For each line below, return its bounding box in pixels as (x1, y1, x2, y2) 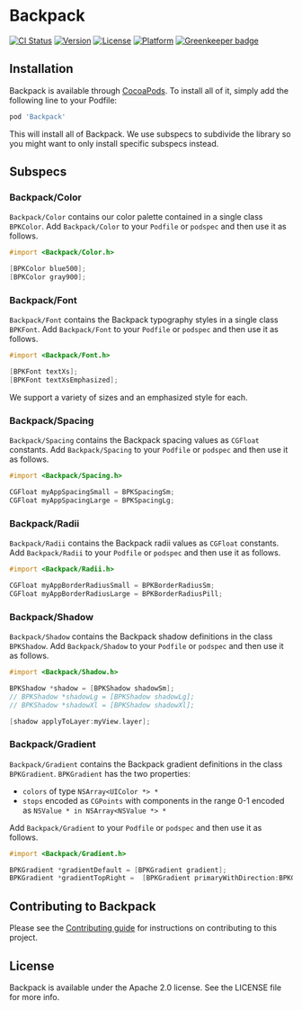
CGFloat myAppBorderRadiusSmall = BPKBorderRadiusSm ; (9, 581, 216, 590)
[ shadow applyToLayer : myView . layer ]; (9, 717, 151, 726)
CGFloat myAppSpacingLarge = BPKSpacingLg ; (9, 496, 175, 505)
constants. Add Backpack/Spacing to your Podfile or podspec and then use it (9, 445, 289, 455)
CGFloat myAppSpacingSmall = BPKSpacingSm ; (9, 488, 175, 497)
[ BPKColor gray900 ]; (9, 273, 87, 282)
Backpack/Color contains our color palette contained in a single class (9, 212, 263, 222)
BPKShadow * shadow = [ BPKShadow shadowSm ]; (9, 683, 175, 693)
